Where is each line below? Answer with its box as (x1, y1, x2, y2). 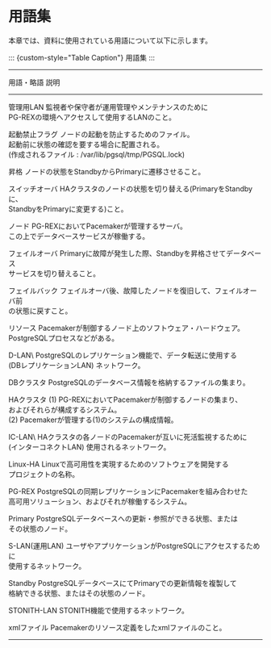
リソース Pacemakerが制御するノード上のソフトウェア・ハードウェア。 (8, 323, 244, 332)
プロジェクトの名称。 (8, 469, 79, 479)
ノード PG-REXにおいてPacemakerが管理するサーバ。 (8, 221, 188, 231)
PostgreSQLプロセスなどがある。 (8, 332, 119, 343)
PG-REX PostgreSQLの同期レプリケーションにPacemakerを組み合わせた (8, 486, 248, 496)
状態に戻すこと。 (15, 306, 73, 316)
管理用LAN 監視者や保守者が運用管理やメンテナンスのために (8, 102, 208, 111)
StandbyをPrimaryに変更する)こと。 (8, 203, 128, 214)
